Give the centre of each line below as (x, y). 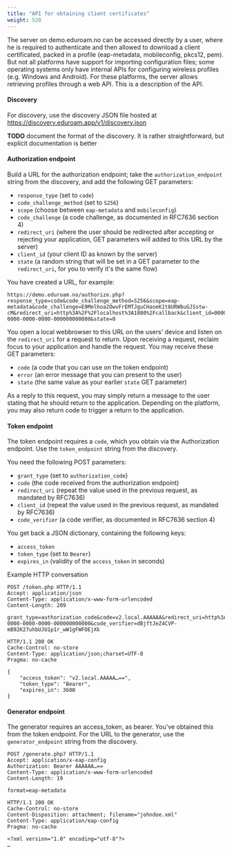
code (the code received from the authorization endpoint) (98, 483)
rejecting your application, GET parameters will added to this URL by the (120, 239)
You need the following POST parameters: (67, 462)
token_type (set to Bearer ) (54, 554)
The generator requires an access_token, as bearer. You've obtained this (110, 727)
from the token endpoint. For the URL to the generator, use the (96, 734)
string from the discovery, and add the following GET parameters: (100, 181)
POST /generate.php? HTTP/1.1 (51, 754)
